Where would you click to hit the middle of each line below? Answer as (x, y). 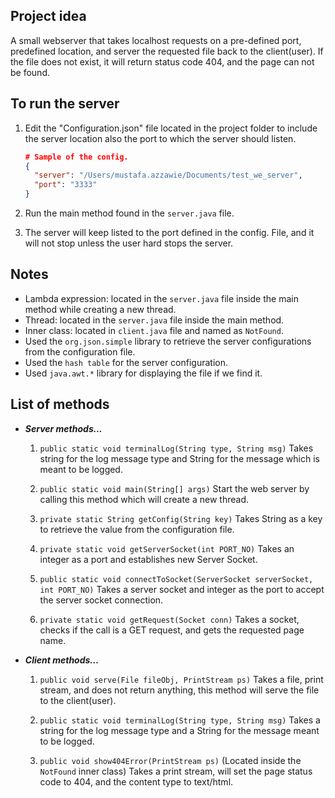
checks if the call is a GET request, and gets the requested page (172, 630)
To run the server (65, 104)
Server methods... (63, 428)
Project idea (48, 16)
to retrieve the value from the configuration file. (137, 529)
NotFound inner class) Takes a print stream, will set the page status (176, 771)
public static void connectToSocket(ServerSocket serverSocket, (176, 579)
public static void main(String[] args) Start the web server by (174, 488)
